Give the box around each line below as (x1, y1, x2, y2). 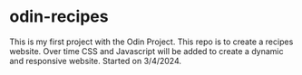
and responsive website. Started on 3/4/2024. (9, 55, 182, 66)
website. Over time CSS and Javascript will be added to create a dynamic (9, 45, 284, 56)
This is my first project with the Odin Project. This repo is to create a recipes (9, 36, 294, 47)
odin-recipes (9, 6, 109, 27)
